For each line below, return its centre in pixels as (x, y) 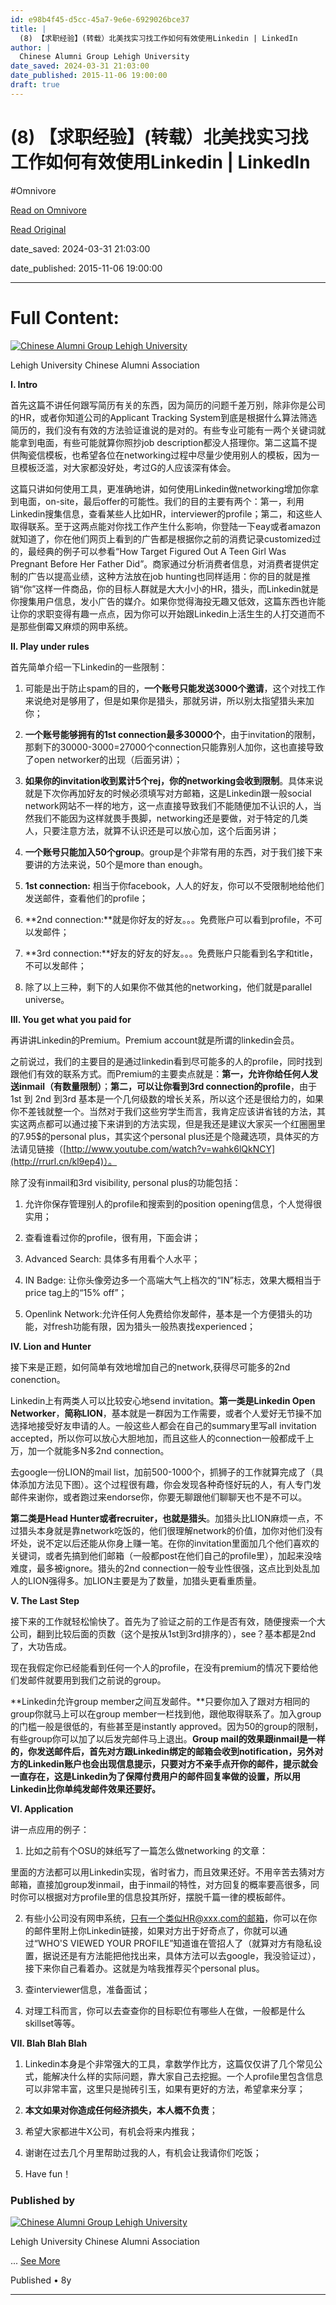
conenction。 (38, 1379)
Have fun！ (48, 2173)
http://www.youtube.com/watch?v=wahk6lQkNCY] (171, 1148)
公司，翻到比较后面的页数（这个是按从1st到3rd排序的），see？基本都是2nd (163, 1633)
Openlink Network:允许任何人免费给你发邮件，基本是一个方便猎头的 (164, 1313)
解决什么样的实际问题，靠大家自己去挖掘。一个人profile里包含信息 (187, 2076)
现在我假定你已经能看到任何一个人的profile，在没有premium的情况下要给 (160, 1667)
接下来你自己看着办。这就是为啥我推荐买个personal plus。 (144, 1968)
